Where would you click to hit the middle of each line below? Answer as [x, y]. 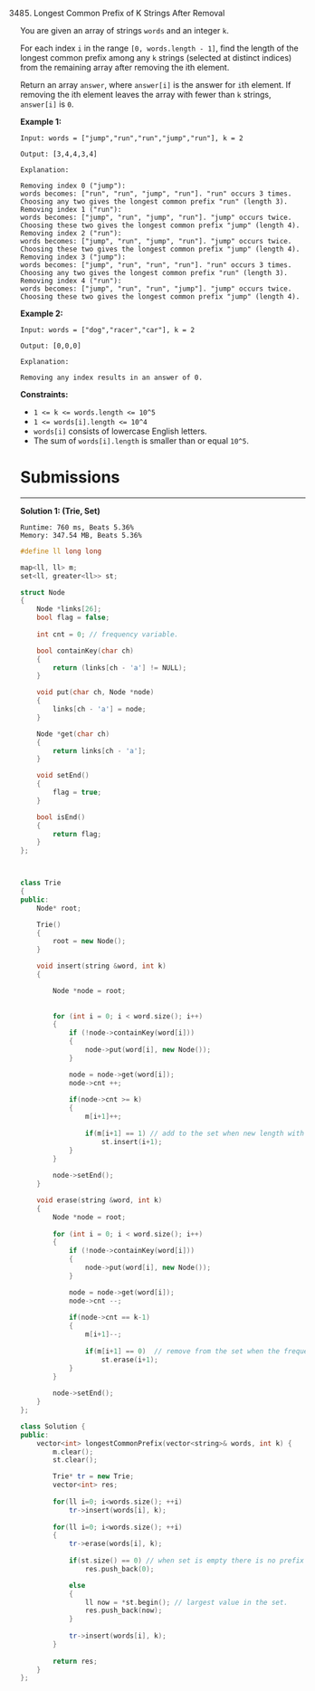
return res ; [76, 1661]
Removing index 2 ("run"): [71, 234]
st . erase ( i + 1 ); [129, 1360]
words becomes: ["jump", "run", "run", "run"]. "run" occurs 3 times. [156, 265]
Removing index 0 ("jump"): [73, 186]
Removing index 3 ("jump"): [73, 257]
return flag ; [77, 834]
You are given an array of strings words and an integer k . [125, 30]
